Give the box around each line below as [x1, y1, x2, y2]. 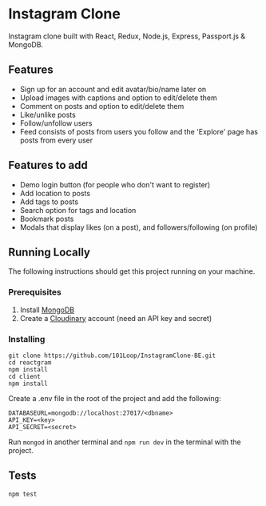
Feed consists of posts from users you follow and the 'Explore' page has [19, 127, 258, 136]
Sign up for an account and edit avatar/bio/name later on [19, 84, 207, 94]
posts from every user [19, 135, 93, 145]
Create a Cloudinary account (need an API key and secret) [19, 313, 212, 323]
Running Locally [8, 245, 90, 259]
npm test [8, 490, 38, 498]
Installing [8, 333, 46, 344]
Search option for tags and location [19, 205, 137, 215]
